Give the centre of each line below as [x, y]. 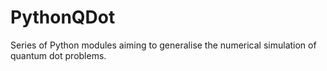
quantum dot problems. [58, 55]
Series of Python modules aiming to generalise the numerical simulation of [163, 45]
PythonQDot [63, 17]
